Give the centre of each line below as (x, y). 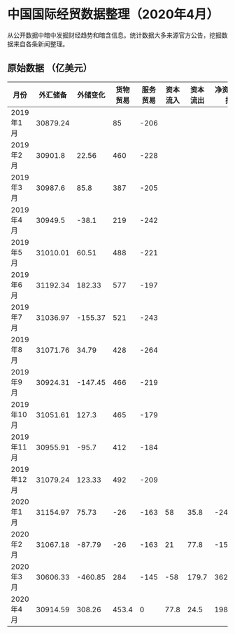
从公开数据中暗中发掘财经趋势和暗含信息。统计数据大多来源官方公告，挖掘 (114, 35)
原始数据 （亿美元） (50, 68)
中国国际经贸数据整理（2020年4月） (113, 14)
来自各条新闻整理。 (41, 43)
